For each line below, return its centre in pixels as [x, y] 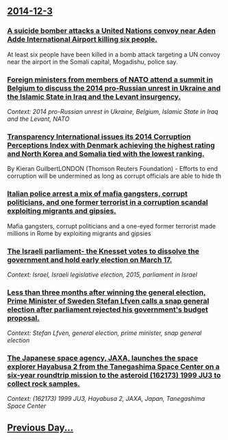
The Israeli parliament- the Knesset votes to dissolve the [103, 251]
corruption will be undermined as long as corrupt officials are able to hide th [114, 176]
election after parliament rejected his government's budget [108, 310]
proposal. [23, 318]
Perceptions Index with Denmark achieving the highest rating [111, 145]
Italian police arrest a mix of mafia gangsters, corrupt [98, 194]
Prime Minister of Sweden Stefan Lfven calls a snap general [108, 301]
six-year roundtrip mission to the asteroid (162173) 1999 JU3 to [114, 375]
